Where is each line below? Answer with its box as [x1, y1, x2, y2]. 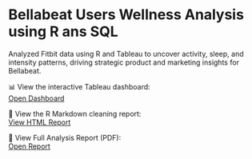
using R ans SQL [8, 22, 118, 41]
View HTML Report [8, 117, 71, 127]
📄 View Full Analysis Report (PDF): [8, 133, 122, 142]
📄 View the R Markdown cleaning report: [8, 109, 142, 118]
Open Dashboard [8, 93, 65, 103]
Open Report [8, 141, 50, 151]
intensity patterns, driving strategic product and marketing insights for [8, 58, 240, 67]
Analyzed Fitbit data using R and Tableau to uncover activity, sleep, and [8, 49, 244, 58]
